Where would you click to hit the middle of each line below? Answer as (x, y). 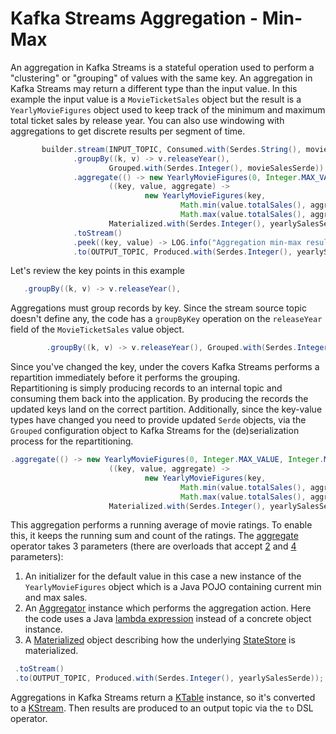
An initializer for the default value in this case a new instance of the (163, 576)
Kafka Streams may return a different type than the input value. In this (154, 88)
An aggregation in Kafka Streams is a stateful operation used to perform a (162, 67)
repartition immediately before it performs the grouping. (125, 378)
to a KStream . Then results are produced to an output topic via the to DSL (162, 708)
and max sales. (56, 598)
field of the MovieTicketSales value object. (97, 329)
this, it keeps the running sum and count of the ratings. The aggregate (154, 536)
